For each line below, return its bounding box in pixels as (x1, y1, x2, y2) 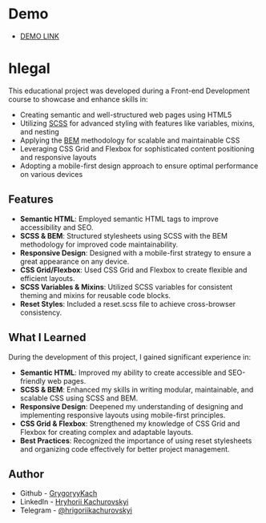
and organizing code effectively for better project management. (19, 444, 230, 453)
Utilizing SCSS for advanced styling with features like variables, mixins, (19, 118, 255, 128)
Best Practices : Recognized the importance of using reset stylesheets (19, 436, 252, 445)
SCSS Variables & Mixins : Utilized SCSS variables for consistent (19, 282, 233, 292)
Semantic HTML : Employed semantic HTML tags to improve (19, 214, 219, 223)
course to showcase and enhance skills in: (8, 94, 148, 104)
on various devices (19, 169, 83, 179)
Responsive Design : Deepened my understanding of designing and (19, 401, 244, 411)
